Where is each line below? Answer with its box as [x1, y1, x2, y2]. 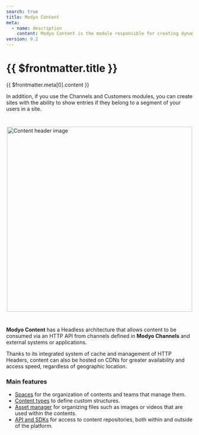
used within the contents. [14, 410, 77, 417]
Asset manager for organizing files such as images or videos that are [14, 404, 183, 411]
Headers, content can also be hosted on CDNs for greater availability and [6, 356, 185, 363]
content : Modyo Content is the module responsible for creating [17, 31, 179, 37]
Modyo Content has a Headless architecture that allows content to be [6, 326, 176, 333]
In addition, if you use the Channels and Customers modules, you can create [6, 92, 193, 99]
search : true [6, 8, 38, 15]
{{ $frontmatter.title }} [6, 62, 118, 75]
